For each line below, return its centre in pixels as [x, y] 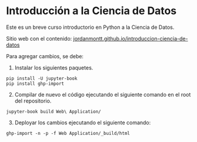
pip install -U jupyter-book [42, 78]
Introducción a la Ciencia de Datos [91, 11]
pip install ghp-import [35, 84]
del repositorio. [33, 101]
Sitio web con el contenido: [39, 38]
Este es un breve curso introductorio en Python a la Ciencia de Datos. [90, 27]
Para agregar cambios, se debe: [45, 56]
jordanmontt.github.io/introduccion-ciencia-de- [131, 38]
